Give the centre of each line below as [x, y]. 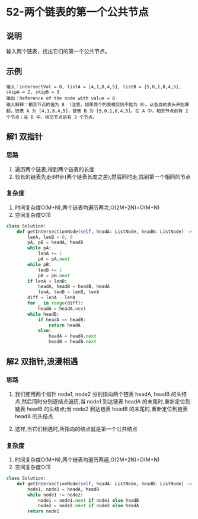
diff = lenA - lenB [52, 298]
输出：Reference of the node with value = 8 [61, 98]
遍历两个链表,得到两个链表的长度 [55, 169]
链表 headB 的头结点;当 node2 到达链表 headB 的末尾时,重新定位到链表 [101, 409]
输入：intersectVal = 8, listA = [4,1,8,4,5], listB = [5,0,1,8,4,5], [94, 86]
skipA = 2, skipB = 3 [33, 92]
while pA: [39, 248]
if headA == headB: [62, 320]
